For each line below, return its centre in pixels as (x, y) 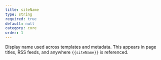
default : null (20, 24)
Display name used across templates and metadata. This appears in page (81, 47)
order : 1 (14, 33)
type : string (19, 14)
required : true (21, 19)
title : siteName (22, 10)
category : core (21, 28)
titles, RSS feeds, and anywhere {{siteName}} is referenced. (67, 52)
